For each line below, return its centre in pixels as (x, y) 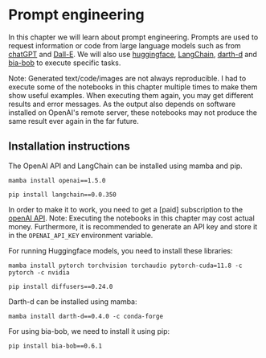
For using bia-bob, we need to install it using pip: (89, 331)
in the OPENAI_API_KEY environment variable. (81, 235)
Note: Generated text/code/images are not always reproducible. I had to (127, 78)
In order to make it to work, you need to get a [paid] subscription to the (126, 209)
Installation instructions (69, 146)
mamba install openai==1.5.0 (57, 180)
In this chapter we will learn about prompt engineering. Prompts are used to (133, 37)
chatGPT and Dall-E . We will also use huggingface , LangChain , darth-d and (133, 54)
